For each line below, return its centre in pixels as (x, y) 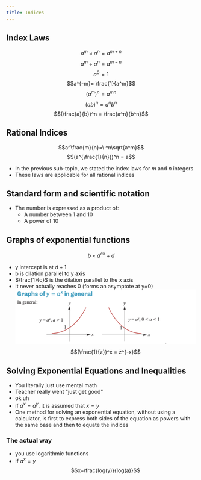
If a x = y (25, 460)
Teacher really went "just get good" (59, 391)
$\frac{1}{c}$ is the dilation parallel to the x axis (74, 279)
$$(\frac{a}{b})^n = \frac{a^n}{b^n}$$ (101, 114)
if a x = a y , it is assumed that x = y (57, 405)
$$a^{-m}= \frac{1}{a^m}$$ (101, 84)
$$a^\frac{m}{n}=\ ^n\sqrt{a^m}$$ (101, 147)
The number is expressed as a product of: (67, 208)
